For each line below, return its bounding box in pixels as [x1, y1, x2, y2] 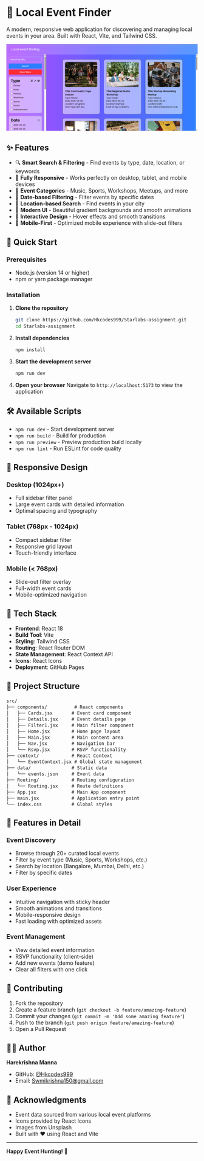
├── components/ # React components [6, 704, 123, 710]
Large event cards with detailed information [15, 501, 124, 508]
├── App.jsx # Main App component [6, 789, 126, 795]
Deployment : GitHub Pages [15, 663, 85, 671]
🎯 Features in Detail [6, 817, 81, 828]
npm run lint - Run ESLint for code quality [15, 445, 121, 452]
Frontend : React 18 [15, 625, 64, 632]
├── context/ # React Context [6, 753, 113, 759]
